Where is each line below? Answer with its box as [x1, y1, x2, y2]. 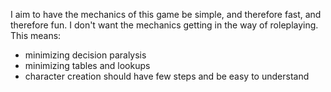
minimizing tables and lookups [24, 60, 151, 71]
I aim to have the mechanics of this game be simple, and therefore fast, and [10, 9, 322, 20]
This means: [10, 30, 62, 41]
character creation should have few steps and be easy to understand [24, 70, 310, 82]
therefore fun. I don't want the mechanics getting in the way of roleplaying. [10, 19, 319, 31]
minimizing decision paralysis [24, 49, 147, 61]
